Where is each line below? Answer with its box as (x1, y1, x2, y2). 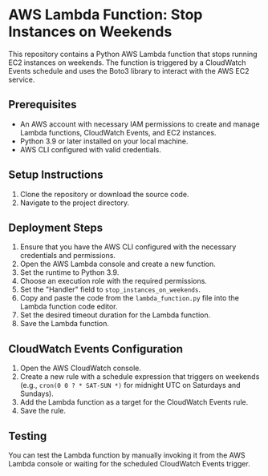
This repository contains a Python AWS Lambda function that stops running (8, 49, 258, 58)
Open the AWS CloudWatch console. (19, 363, 142, 373)
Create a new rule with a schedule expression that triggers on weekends (19, 372, 260, 381)
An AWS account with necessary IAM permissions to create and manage (19, 119, 260, 129)
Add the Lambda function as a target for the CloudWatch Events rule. (19, 397, 249, 407)
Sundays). (19, 389, 54, 398)
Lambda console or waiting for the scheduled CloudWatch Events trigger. (8, 459, 250, 468)
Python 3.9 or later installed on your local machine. (19, 136, 189, 146)
